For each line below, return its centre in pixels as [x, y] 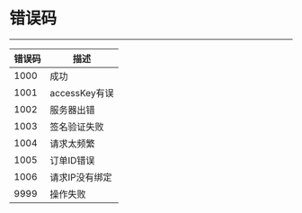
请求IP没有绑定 [81, 177]
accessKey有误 [82, 93]
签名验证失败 [77, 127]
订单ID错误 [72, 160]
